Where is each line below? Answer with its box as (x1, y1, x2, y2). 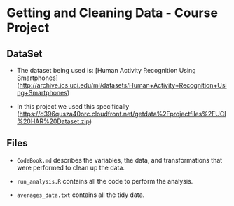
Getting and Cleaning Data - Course (6, 5, 219, 21)
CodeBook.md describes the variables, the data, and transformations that (16, 156, 223, 164)
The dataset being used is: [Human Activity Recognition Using (16, 67, 197, 74)
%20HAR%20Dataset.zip (16, 117, 90, 125)
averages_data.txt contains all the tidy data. (16, 191, 145, 199)
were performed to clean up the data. (16, 163, 125, 172)
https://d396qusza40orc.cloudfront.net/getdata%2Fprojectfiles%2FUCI (19, 110, 226, 118)
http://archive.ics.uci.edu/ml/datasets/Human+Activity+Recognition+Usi (19, 81, 227, 89)
